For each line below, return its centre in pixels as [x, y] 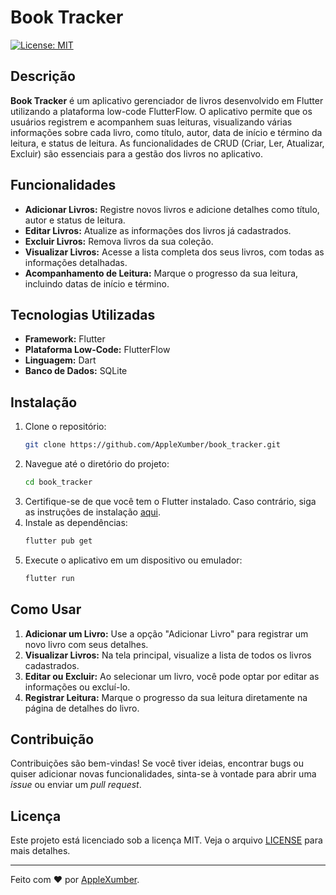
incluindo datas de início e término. [97, 283]
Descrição [43, 76]
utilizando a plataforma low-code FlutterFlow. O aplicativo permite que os [161, 111]
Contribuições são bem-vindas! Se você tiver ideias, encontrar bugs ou [157, 763]
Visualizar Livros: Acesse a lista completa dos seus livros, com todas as [174, 252]
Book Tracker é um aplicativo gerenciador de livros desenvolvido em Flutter [167, 100]
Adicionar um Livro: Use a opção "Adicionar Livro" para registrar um [166, 633]
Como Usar [46, 609]
